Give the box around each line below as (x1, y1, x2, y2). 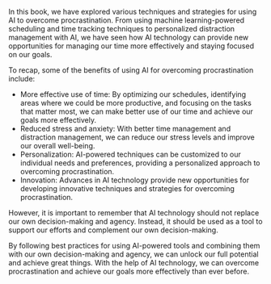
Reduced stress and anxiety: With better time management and (19, 124, 231, 133)
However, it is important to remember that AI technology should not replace (8, 208, 260, 217)
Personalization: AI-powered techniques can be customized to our (19, 149, 241, 159)
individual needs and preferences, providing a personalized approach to (19, 158, 260, 168)
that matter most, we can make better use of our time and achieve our (19, 106, 253, 116)
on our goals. (8, 50, 53, 59)
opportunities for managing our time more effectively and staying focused (8, 41, 255, 51)
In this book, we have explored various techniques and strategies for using (8, 7, 257, 16)
